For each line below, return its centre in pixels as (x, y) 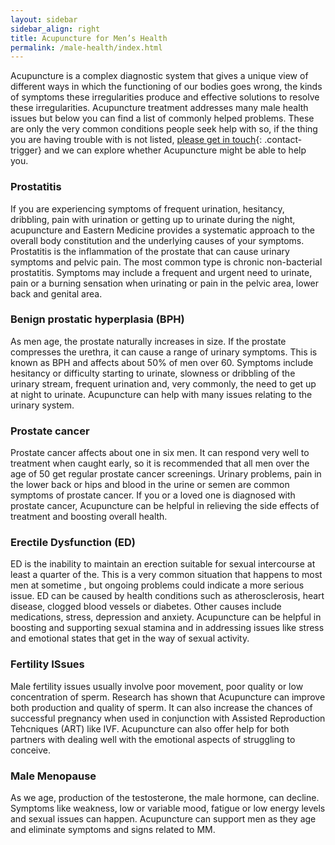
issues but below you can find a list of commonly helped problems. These (162, 118)
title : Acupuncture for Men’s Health (89, 38)
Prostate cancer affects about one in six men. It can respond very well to (160, 453)
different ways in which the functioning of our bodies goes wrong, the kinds (166, 87)
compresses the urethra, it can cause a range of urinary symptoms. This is (164, 352)
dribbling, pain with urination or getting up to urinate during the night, (153, 219)
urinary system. (42, 405)
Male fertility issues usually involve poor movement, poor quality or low (157, 686)
